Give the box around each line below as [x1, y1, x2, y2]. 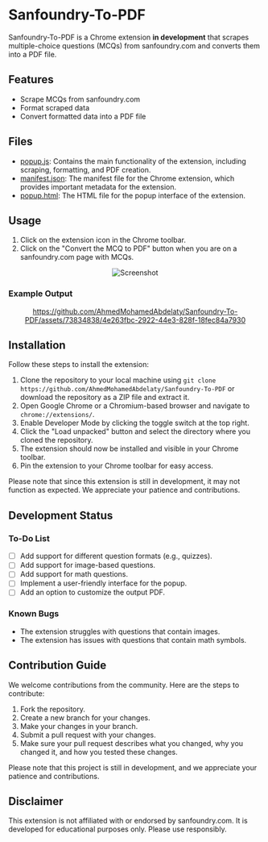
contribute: [8, 688, 45, 698]
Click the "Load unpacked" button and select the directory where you [19, 427, 251, 436]
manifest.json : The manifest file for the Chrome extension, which [19, 173, 235, 183]
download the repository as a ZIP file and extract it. [19, 393, 190, 402]
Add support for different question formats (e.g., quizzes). [19, 551, 213, 561]
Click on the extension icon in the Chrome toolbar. [19, 236, 187, 245]
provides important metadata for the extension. [19, 181, 177, 191]
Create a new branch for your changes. [19, 712, 150, 723]
